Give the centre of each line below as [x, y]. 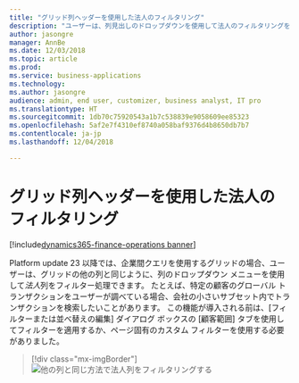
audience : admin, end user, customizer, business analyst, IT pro [135, 100]
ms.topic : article [43, 59]
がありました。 [37, 341]
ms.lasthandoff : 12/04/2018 [62, 142]
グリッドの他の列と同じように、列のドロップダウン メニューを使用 [162, 274]
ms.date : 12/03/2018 [48, 51]
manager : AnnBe [37, 42]
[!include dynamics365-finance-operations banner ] [103, 244]
